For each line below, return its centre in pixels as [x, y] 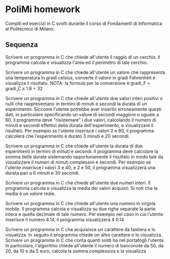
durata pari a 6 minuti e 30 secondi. [42, 173]
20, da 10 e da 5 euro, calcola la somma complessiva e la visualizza [76, 251]
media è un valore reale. [30, 193]
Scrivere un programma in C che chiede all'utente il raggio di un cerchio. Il [83, 57]
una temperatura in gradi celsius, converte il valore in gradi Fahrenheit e [80, 78]
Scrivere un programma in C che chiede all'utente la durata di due [74, 146]
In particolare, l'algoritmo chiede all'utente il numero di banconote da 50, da [84, 245]
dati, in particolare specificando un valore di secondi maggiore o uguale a [82, 114]
